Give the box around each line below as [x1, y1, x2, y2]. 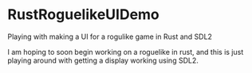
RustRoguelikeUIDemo [7, 6, 160, 24]
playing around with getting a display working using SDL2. [7, 56, 199, 65]
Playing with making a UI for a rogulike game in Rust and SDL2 [7, 32, 213, 41]
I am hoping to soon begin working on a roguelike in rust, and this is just [7, 47, 244, 56]
